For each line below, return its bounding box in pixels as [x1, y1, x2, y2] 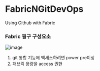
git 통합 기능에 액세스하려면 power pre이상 [12, 55, 95, 61]
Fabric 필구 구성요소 [5, 33, 51, 40]
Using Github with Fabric [5, 20, 56, 26]
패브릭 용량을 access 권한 [12, 61, 63, 67]
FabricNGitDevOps [5, 3, 84, 15]
